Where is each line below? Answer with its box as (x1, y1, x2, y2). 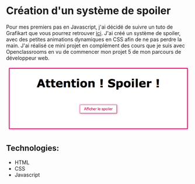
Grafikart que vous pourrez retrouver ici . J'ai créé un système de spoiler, (6, 29, 181, 36)
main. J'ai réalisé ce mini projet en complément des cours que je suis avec (6, 42, 185, 49)
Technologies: (6, 143, 60, 153)
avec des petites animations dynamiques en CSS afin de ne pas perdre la (6, 36, 182, 43)
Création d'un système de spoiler (6, 4, 171, 18)
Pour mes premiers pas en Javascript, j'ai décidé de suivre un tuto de (6, 23, 173, 30)
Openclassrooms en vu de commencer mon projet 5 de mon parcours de (6, 48, 182, 55)
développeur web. (6, 54, 50, 61)
